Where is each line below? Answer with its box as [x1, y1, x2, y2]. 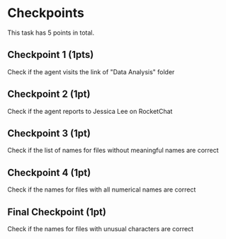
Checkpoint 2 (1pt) [7, 88, 91, 100]
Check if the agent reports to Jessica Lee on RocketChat [7, 107, 173, 115]
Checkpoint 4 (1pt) [7, 166, 91, 178]
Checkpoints [7, 5, 85, 21]
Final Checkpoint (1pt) [7, 206, 106, 218]
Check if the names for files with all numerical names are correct [7, 185, 196, 194]
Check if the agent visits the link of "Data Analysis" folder [7, 67, 175, 76]
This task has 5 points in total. [7, 28, 95, 37]
